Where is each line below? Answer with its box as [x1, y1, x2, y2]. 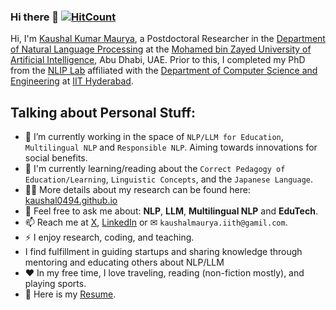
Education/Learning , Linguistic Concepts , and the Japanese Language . [24, 173, 313, 185]
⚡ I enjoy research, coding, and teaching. [24, 231, 195, 244]
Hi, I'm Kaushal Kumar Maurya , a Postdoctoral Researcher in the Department [10, 33, 326, 45]
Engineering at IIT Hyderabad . [10, 75, 134, 87]
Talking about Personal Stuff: [10, 104, 197, 121]
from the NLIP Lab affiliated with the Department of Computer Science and [10, 65, 318, 77]
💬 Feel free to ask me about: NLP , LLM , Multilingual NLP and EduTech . [24, 205, 318, 217]
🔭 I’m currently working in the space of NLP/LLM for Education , [24, 131, 284, 143]
